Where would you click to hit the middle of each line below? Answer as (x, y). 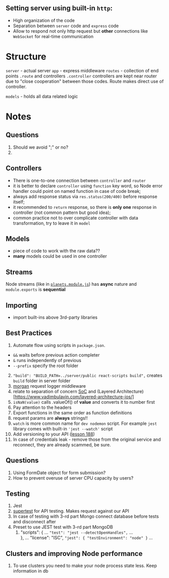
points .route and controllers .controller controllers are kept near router (81, 76)
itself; (19, 202)
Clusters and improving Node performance (74, 554)
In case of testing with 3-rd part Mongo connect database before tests (86, 516)
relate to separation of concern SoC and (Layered (64, 391)
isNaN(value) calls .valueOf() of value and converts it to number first (84, 402)
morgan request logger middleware (49, 386)
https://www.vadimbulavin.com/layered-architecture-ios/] (74, 397)
